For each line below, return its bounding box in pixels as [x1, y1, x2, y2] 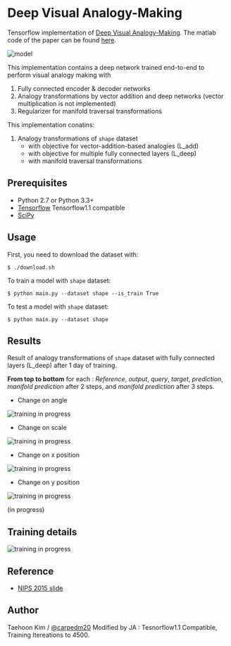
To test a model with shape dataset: [7, 302, 109, 311]
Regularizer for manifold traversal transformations [17, 107, 163, 115]
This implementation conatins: [7, 120, 95, 128]
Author [7, 604, 39, 616]
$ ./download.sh [7, 263, 55, 271]
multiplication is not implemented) [17, 99, 116, 107]
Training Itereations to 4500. [7, 630, 90, 639]
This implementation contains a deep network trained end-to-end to [7, 63, 205, 71]
